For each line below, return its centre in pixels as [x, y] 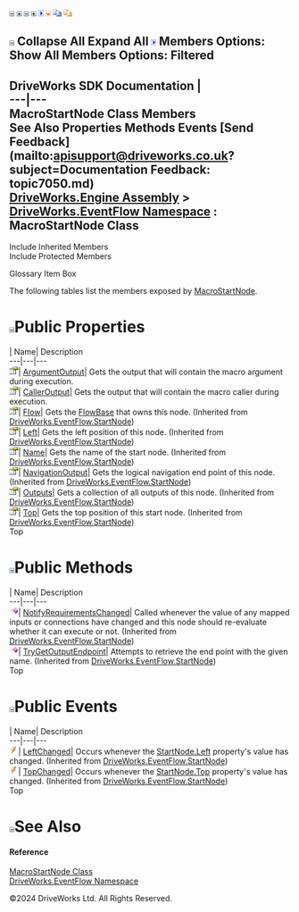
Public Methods [74, 568]
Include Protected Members [60, 256]
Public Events [66, 707]
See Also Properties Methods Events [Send [132, 127]
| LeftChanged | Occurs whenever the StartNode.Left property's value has [154, 752]
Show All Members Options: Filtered [112, 56]
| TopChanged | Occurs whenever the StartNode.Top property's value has [153, 772]
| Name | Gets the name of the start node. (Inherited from [122, 452]
